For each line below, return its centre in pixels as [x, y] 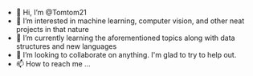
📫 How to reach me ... [53, 64]
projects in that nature [53, 29]
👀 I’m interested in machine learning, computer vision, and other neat [130, 21]
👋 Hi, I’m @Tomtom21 [51, 12]
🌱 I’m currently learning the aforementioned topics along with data [125, 38]
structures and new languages [66, 46]
